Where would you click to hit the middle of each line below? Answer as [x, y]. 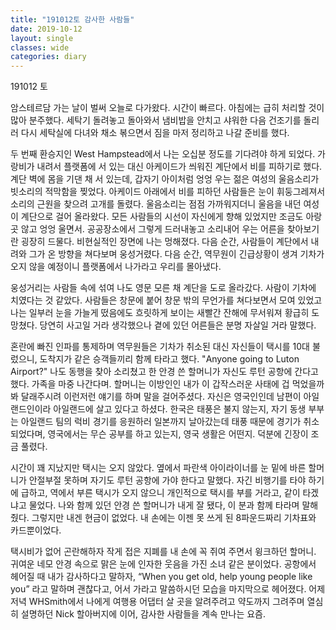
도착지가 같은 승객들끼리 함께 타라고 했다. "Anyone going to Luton [169, 359]
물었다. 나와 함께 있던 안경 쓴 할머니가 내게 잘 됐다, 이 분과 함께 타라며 [164, 505]
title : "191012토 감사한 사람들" [72, 19]
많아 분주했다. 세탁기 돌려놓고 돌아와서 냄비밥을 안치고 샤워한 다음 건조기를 [156, 120]
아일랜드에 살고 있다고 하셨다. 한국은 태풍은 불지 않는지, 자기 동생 [180, 409]
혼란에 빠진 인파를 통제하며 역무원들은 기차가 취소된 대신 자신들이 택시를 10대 [160, 347]
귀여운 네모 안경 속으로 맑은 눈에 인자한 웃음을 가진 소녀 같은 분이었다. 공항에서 [163, 564]
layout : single [42, 38]
